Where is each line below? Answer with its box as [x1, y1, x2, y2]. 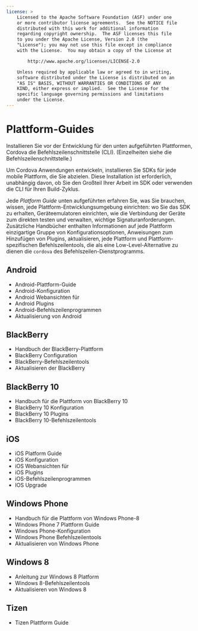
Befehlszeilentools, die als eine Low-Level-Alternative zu [38, 241, 178, 248]
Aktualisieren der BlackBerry [14, 364, 85, 372]
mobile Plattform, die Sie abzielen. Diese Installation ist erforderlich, [6, 172, 172, 180]
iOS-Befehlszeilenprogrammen [14, 475, 91, 482]
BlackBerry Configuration [14, 352, 78, 359]
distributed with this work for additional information [17, 25, 159, 32]
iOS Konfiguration [14, 456, 58, 463]
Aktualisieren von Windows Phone [14, 540, 100, 547]
